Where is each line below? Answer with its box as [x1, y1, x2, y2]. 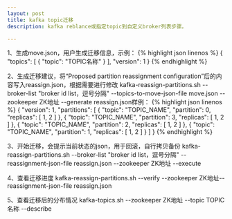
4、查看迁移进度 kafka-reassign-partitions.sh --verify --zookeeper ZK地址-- [7, 174, 225, 182]
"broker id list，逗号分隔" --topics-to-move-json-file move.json [37, 89, 218, 97]
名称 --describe [7, 204, 52, 213]
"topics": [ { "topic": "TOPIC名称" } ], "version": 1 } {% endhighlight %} [7, 57, 208, 66]
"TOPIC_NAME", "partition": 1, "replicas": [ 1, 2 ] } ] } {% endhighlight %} [7, 128, 213, 136]
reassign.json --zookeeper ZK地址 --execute [73, 160, 202, 168]
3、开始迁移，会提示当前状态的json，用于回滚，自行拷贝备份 [7, 142, 181, 151]
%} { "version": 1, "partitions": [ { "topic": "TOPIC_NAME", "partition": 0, [7, 106, 211, 114]
